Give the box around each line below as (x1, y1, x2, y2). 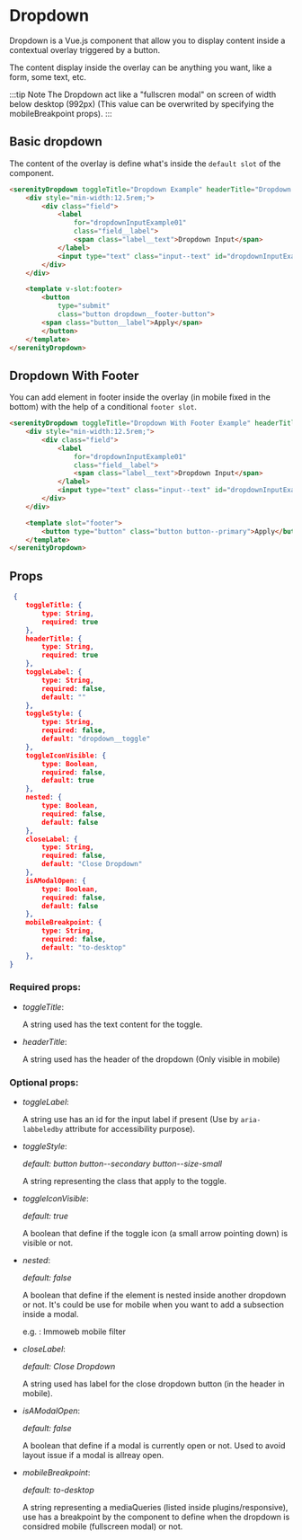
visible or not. (22, 1237, 74, 1249)
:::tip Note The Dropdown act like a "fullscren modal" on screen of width (9, 89, 277, 100)
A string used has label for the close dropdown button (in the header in (22, 1378, 285, 1389)
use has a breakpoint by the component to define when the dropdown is (22, 1511, 290, 1523)
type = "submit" (57, 302, 111, 311)
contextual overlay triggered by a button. (9, 44, 161, 55)
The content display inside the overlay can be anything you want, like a (9, 62, 272, 73)
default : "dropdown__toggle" (41, 734, 151, 743)
